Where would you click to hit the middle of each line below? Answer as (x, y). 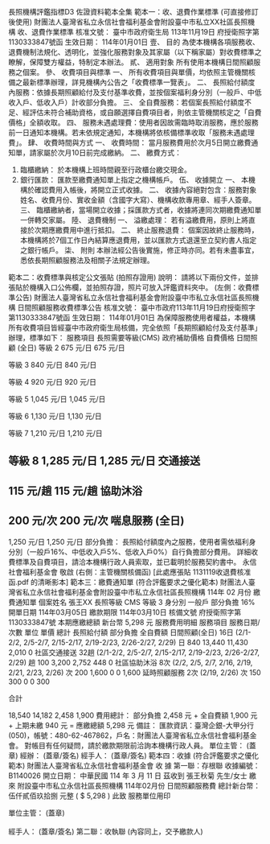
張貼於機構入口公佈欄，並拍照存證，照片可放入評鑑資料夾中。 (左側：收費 (131, 287)
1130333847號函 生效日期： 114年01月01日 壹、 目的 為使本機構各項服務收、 (134, 42)
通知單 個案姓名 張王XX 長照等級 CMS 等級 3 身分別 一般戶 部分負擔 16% (135, 602)
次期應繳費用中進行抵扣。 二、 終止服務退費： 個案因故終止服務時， (146, 230)
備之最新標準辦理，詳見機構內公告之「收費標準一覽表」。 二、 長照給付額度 (132, 82)
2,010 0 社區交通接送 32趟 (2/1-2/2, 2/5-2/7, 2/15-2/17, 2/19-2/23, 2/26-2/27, (134, 652)
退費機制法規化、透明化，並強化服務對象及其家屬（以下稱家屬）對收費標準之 (135, 52)
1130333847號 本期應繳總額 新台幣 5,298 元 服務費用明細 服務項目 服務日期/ (134, 622)
